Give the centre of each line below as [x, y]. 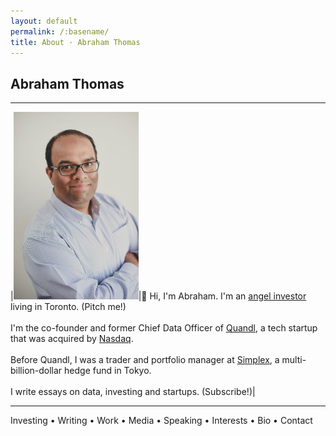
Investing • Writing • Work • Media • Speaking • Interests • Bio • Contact [161, 420]
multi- [294, 359]
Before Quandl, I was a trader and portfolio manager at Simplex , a [145, 359]
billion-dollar [36, 370]
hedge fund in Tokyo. [108, 370]
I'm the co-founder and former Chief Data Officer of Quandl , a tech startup [164, 327]
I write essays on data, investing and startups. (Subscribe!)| [133, 391]
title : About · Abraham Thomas [75, 42]
